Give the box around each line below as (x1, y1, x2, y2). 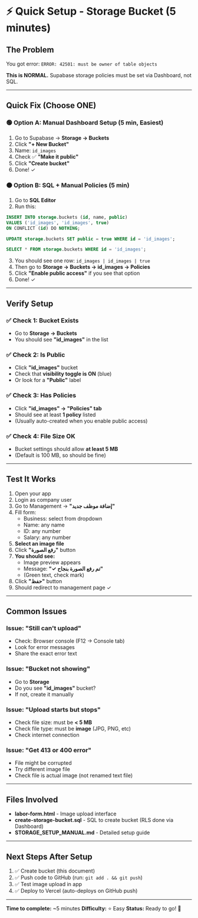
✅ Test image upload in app (14, 880, 82, 887)
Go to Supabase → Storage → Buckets (14, 134, 110, 142)
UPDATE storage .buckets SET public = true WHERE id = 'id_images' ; (6, 236, 176, 242)
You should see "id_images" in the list (14, 336, 108, 343)
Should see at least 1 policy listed (14, 411, 96, 418)
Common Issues (6, 607, 67, 617)
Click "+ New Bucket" (14, 140, 70, 147)
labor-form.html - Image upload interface (14, 810, 117, 817)
